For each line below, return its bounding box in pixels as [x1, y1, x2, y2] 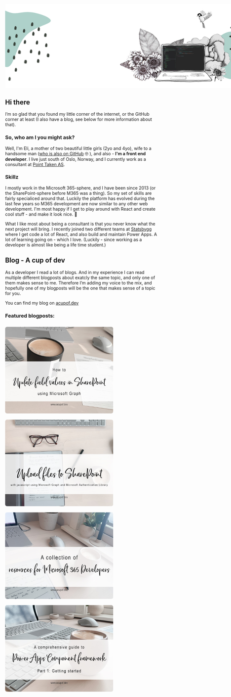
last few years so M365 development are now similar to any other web [5, 200, 148, 206]
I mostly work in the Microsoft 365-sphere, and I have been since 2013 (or [5, 185, 156, 191]
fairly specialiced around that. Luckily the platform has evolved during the [5, 195, 155, 201]
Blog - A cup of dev [5, 256, 65, 265]
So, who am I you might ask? [5, 134, 75, 141]
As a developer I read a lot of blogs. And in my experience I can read [5, 269, 145, 275]
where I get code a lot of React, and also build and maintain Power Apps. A [5, 231, 157, 237]
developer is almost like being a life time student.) [5, 241, 106, 248]
